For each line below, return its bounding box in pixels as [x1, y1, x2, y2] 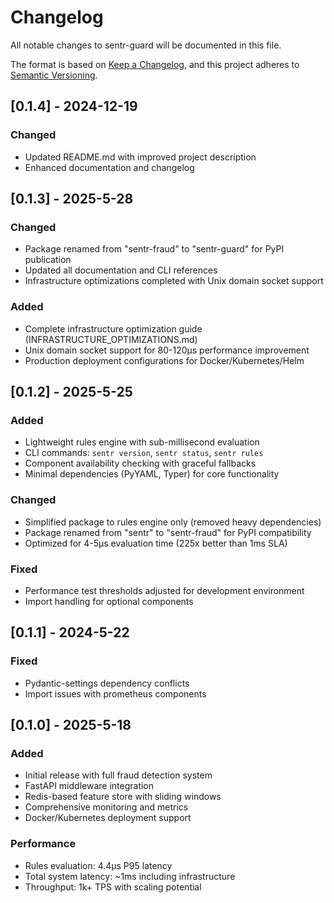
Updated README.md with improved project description [24, 151, 257, 163]
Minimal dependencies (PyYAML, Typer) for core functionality [24, 468, 280, 480]
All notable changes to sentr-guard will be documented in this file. [10, 39, 282, 51]
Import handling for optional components [24, 595, 194, 607]
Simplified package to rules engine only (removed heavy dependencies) [24, 516, 322, 528]
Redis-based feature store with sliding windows [24, 791, 222, 803]
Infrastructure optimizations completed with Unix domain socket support [24, 275, 324, 287]
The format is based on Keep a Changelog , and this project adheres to [10, 58, 300, 70]
